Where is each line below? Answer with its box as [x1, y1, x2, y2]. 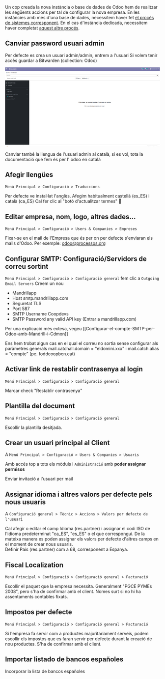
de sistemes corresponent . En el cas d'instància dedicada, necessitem [5, 20, 148, 26]
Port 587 [12, 306, 30, 311]
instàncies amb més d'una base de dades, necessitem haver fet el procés [5, 15, 154, 20]
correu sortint [5, 262, 49, 271]
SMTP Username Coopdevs [12, 311, 69, 316]
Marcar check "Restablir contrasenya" [5, 388, 82, 394]
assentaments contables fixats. [5, 594, 68, 600]
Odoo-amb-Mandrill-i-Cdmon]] [5, 331, 68, 337]
